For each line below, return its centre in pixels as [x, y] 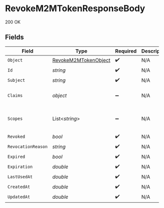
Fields [15, 37]
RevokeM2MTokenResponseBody [75, 9]
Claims [15, 95]
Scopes [15, 118]
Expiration [20, 167]
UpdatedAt [19, 197]
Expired [16, 157]
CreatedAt [19, 187]
